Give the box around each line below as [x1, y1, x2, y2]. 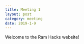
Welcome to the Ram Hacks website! [5, 34, 80, 40]
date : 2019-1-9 [5, 21, 36, 26]
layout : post [5, 12, 32, 17]
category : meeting [5, 16, 43, 21]
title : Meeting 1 [5, 7, 41, 12]
